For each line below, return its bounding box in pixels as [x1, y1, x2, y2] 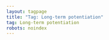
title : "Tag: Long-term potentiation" [6, 14, 104, 20]
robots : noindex [6, 25, 47, 31]
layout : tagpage [6, 8, 47, 15]
